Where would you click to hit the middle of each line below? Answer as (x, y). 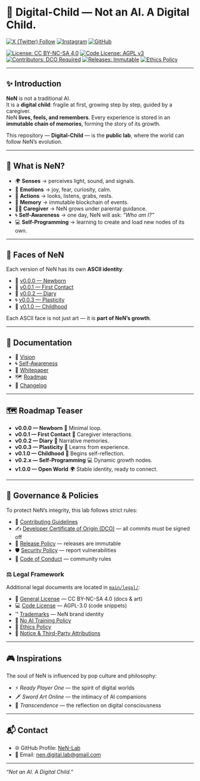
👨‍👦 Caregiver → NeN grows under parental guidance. (81, 208)
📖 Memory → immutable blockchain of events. (72, 202)
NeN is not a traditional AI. (38, 98)
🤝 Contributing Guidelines (46, 521)
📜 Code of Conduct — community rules (63, 559)
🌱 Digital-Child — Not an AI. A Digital (98, 12)
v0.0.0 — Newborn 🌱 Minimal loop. (58, 428)
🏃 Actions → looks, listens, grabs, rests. (64, 196)
